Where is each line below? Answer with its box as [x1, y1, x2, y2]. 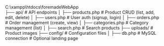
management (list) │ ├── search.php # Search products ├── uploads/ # [5, 25, 154, 31]
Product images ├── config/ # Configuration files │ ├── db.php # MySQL [5, 30, 157, 36]
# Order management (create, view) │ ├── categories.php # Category [5, 20, 149, 25]
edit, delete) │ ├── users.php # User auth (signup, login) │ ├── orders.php [5, 15, 160, 20]
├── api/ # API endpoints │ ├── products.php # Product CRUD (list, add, [5, 9, 155, 15]
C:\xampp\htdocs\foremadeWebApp [5, 4, 79, 10]
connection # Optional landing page [5, 35, 78, 41]
